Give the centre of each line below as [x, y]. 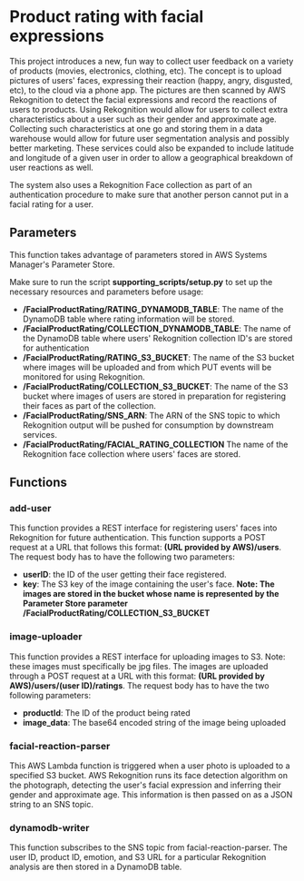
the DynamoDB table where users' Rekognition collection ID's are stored [157, 338]
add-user [30, 509]
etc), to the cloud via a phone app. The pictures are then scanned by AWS [147, 90]
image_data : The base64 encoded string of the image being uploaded [154, 722]
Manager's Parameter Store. [62, 264]
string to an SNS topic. [51, 805]
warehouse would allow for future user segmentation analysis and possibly [149, 138]
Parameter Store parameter [75, 604]
